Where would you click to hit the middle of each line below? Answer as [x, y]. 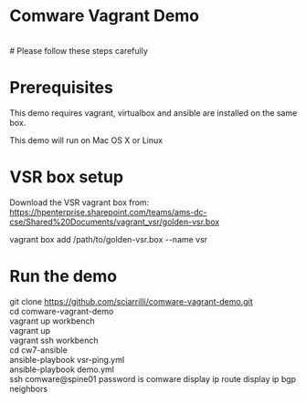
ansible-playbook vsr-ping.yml [67, 359]
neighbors [29, 388]
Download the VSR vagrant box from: [79, 202]
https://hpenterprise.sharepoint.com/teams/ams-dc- [108, 212]
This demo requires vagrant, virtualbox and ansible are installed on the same [153, 113]
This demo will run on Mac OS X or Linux [86, 140]
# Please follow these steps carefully [79, 50]
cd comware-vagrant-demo [62, 311]
